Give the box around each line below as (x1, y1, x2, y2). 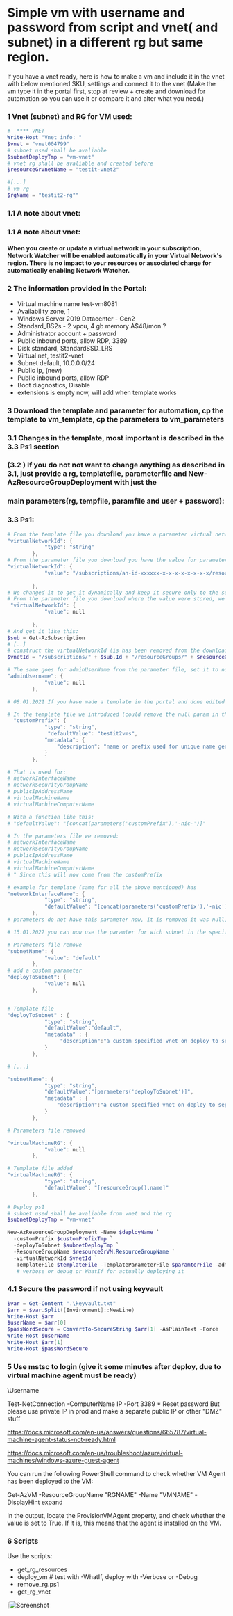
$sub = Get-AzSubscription (7, 634, 85, 641)
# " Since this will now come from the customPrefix (7, 871, 163, 878)
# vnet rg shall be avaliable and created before (7, 160, 154, 167)
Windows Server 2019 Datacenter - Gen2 (17, 314, 135, 323)
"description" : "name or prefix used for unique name (56, 743, 216, 750)
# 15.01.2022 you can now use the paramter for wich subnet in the (7, 929, 207, 936)
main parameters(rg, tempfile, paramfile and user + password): (7, 496, 225, 506)
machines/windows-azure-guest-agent (7, 1456, 119, 1465)
